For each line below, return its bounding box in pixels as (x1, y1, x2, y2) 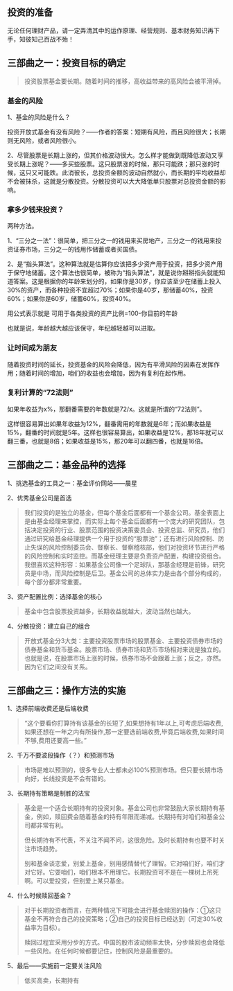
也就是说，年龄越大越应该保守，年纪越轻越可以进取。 (7, 324, 159, 333)
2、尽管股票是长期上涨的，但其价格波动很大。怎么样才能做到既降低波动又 (7, 151, 218, 159)
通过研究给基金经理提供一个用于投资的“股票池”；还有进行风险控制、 (24, 534, 218, 543)
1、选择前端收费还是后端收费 (7, 704, 89, 712)
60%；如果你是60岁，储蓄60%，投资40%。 (7, 295, 135, 303)
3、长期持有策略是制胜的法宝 (7, 789, 90, 798)
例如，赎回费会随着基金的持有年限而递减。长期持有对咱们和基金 (36, 813, 219, 821)
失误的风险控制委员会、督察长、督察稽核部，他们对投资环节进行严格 (30, 543, 225, 551)
